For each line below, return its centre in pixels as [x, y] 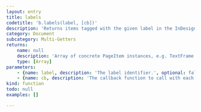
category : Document [31, 34]
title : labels [24, 17]
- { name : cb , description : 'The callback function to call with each [106, 78]
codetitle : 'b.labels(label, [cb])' [52, 23]
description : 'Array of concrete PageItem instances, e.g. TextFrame [106, 56]
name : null [31, 51]
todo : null [20, 89]
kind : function [25, 84]
